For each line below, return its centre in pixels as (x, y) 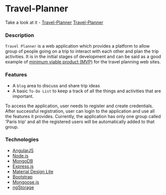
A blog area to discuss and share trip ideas (56, 85)
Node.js (20, 156)
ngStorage (23, 187)
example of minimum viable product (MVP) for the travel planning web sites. (83, 62)
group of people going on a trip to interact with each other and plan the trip (82, 51)
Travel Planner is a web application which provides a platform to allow (78, 46)
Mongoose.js (26, 182)
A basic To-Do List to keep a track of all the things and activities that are (87, 91)
